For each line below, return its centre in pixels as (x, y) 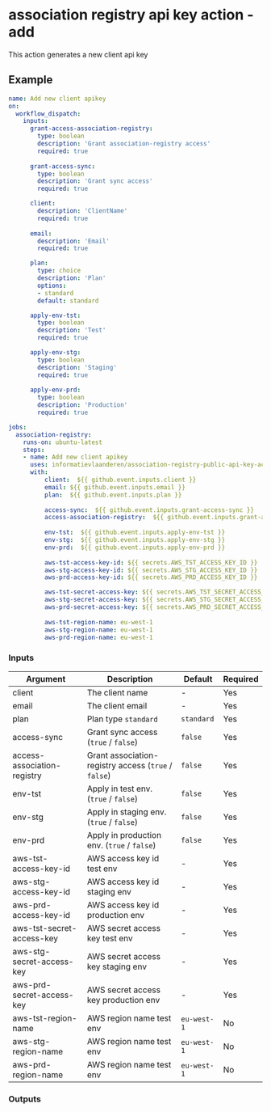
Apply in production (124, 835)
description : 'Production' (83, 405)
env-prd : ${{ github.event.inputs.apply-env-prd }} (135, 548)
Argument (46, 679)
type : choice (59, 271)
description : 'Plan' (72, 278)
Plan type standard (123, 719)
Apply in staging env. (127, 812)
